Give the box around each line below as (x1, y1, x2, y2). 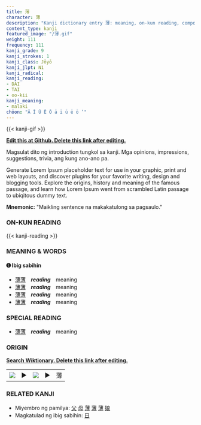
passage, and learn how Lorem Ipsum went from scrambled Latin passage (6, 186, 189, 193)
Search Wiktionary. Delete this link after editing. (6, 357, 128, 364)
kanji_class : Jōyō (6, 59, 52, 65)
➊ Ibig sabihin (6, 262, 42, 269)
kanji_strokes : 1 (6, 53, 50, 59)
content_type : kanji (6, 25, 58, 32)
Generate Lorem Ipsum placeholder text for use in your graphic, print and (6, 166, 187, 174)
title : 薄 (6, 8, 30, 15)
